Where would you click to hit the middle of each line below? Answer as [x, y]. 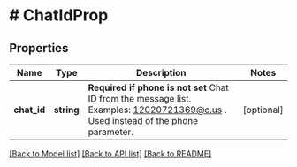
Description [161, 73]
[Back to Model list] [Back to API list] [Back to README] [110, 154]
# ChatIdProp [59, 15]
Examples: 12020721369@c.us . [157, 110]
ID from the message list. [140, 99]
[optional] [263, 110]
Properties [39, 48]
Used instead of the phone [143, 121]
